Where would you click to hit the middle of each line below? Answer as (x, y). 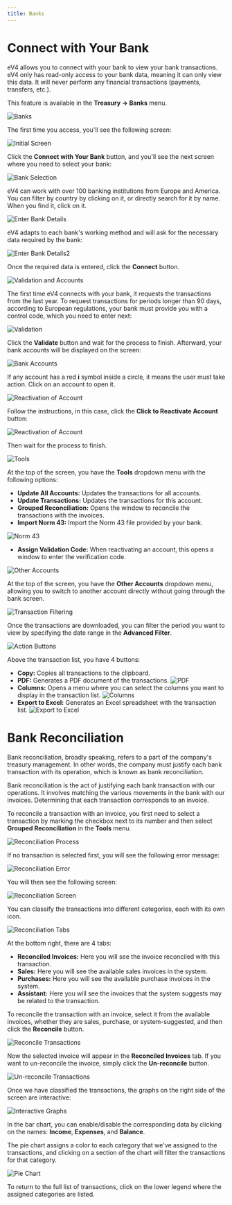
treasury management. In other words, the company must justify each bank (115, 764)
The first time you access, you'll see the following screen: (89, 130)
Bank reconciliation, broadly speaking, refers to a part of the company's (110, 757)
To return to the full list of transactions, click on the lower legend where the (114, 1186)
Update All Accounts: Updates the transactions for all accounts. (109, 493)
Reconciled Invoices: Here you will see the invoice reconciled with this (118, 956)
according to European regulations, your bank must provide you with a (107, 308)
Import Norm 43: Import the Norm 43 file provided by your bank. (110, 522)
